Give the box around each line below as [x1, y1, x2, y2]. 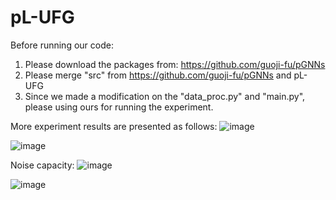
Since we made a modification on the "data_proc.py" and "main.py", [24, 90, 306, 102]
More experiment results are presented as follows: [10, 120, 218, 132]
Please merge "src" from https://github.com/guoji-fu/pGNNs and [24, 69, 292, 81]
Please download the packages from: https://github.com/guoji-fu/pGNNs [24, 58, 326, 70]
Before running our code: [10, 39, 114, 51]
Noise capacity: [10, 159, 75, 171]
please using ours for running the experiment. [24, 101, 214, 113]
